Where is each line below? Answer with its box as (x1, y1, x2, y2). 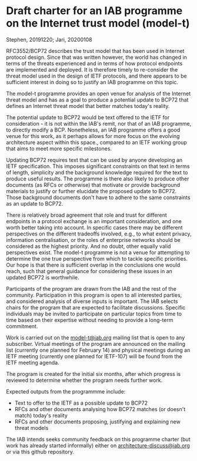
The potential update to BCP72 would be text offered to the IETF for (6, 113, 170, 121)
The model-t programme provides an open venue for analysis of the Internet (6, 90, 191, 97)
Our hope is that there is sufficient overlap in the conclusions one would (6, 261, 181, 268)
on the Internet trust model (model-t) (6, 16, 190, 30)
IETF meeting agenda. (6, 359, 60, 366)
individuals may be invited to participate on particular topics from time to (6, 310, 182, 317)
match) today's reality (14, 412, 68, 419)
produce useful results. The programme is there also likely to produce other (6, 175, 189, 182)
